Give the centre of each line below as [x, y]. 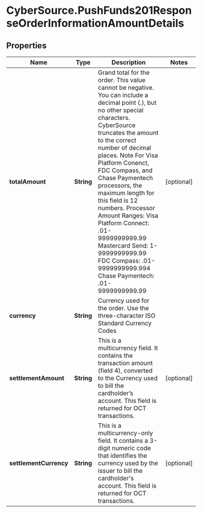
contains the [116, 356]
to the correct [117, 140]
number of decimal [125, 148]
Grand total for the [124, 73]
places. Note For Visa [128, 155]
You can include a [123, 95]
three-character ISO [127, 316]
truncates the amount [128, 133]
